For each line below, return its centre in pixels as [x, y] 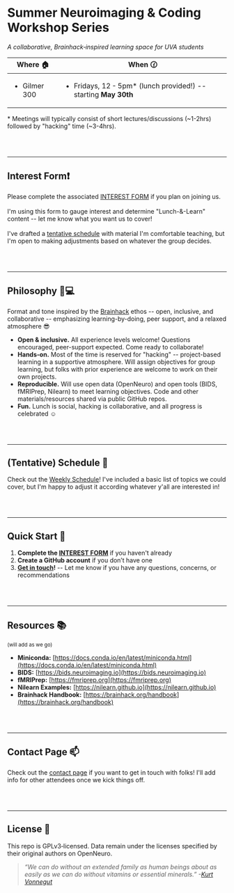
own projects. [37, 377]
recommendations [43, 575]
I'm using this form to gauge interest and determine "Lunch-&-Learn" [107, 211]
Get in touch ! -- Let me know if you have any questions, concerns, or [117, 568]
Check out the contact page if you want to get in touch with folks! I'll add [111, 772]
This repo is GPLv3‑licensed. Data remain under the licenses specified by [112, 846]
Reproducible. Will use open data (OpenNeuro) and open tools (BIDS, [117, 384]
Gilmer [33, 86]
